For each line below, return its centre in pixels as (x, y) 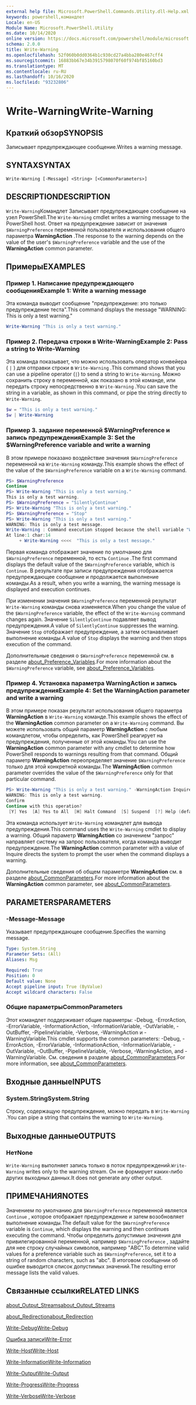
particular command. (31, 779)
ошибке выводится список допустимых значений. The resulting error (91, 1266)
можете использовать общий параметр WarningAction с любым (87, 729)
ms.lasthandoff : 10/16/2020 (40, 77)
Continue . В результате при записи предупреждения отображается (90, 571)
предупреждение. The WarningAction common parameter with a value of (95, 848)
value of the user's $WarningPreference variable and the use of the (85, 242)
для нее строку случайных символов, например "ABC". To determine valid (97, 1247)
